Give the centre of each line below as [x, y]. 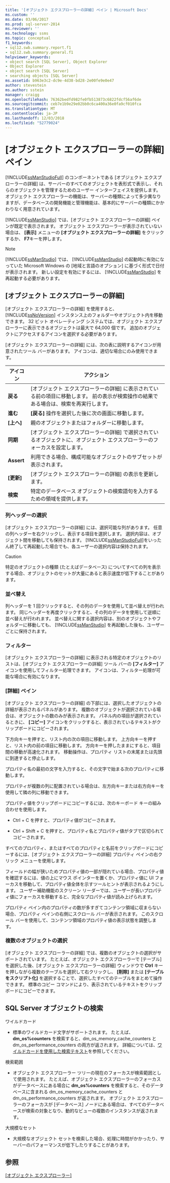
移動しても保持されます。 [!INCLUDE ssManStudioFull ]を [90, 540]
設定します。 [71, 448]
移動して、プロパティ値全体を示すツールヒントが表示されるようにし [93, 884]
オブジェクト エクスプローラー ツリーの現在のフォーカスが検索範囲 [82, 1073]
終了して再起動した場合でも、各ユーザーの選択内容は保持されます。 [80, 546]
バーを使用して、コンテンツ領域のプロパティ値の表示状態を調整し [83, 920]
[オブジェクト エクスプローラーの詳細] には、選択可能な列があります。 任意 [84, 527]
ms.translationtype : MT [30, 109]
